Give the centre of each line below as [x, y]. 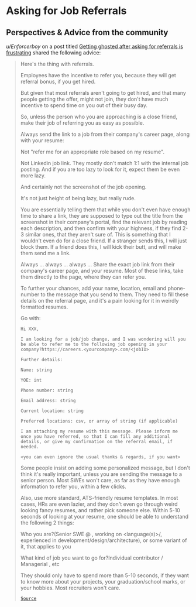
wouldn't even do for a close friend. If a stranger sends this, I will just [104, 241]
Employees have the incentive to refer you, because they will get [98, 75]
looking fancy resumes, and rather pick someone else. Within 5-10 [100, 510]
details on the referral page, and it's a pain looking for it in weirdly [99, 301]
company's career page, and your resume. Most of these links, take [102, 271]
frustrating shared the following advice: [54, 53]
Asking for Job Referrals [66, 11]
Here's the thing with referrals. [57, 64]
